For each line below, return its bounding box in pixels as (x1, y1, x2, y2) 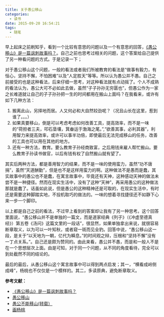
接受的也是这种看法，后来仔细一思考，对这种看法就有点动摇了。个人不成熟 (9, 79, 159, 85)
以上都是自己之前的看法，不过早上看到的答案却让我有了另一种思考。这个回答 (5, 208, 159, 214)
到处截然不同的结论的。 (5, 251, 52, 257)
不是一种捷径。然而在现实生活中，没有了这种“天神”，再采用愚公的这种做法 (9, 179, 159, 185)
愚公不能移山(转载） (12, 301, 53, 306)
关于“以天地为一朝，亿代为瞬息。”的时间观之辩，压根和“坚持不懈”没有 (18, 233, 156, 238)
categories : (5, 12, 29, 17)
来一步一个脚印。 (5, 198, 40, 203)
